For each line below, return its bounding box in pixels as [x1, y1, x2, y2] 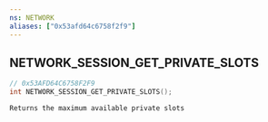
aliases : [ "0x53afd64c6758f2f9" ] [9, 22, 136, 31]
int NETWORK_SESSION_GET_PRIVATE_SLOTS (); [9, 88, 173, 97]
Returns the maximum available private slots [9, 104, 184, 113]
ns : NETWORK [9, 13, 55, 23]
